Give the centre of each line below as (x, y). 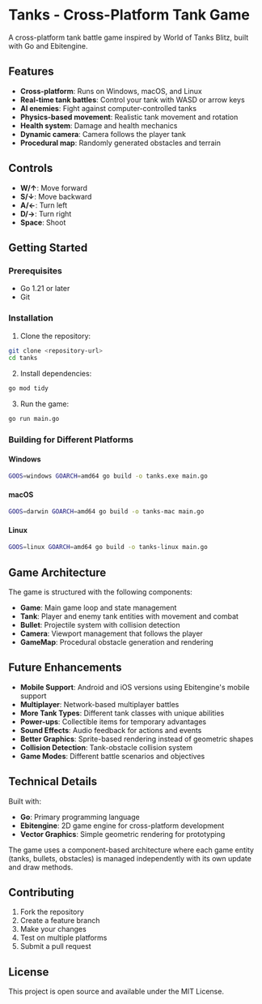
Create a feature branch (60, 920)
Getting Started (48, 248)
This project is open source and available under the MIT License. (116, 992)
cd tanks (23, 358)
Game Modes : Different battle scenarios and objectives (112, 756)
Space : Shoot (43, 222)
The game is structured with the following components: (100, 592)
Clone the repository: (55, 336)
